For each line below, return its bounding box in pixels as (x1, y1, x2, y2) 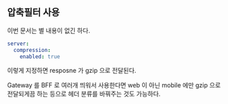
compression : (13, 46, 51, 53)
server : (7, 40, 30, 47)
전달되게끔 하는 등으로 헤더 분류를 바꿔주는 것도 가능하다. (7, 89, 161, 98)
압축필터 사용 (7, 6, 60, 19)
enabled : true (19, 53, 60, 60)
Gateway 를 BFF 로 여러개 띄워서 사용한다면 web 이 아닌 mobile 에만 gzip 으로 (7, 81, 221, 89)
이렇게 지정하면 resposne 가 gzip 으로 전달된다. (7, 67, 137, 75)
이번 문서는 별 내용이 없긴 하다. (7, 26, 91, 35)
